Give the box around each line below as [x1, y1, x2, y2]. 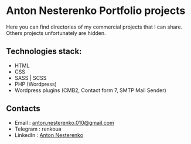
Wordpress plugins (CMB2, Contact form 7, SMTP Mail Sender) [14, 86, 167, 94]
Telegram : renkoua [14, 125, 62, 132]
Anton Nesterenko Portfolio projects [6, 4, 186, 17]
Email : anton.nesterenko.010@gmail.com [14, 119, 114, 126]
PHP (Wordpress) [14, 80, 57, 87]
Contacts [6, 104, 41, 114]
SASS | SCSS [14, 74, 47, 81]
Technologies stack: [6, 47, 82, 57]
